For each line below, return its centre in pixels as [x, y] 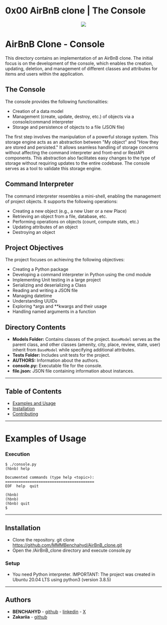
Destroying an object [34, 232]
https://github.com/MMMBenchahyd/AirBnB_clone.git [67, 545]
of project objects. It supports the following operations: [61, 201]
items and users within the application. [45, 74]
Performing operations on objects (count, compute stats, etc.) [76, 221]
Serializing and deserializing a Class [49, 285]
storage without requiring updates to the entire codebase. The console [78, 163]
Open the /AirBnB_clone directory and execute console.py [72, 550]
